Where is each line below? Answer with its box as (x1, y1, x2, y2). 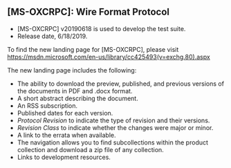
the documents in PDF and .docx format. (17, 86, 133, 95)
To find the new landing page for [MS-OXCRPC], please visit (7, 45, 179, 53)
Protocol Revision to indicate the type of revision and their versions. (17, 116, 210, 124)
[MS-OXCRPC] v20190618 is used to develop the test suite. (17, 24, 186, 32)
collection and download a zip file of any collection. (17, 145, 164, 153)
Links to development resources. (17, 153, 111, 161)
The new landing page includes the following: (7, 66, 137, 74)
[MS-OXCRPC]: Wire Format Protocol (7, 6, 170, 18)
